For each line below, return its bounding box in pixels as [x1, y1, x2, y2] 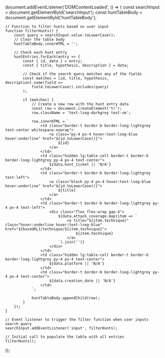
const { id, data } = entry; [23, 59, 83, 64]
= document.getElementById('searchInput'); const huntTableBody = [5, 9, 143, 15]
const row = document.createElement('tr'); [31, 106, 122, 111]
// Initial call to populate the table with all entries [5, 334, 125, 339]
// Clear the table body [14, 37, 65, 42]
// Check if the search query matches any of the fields [23, 71, 142, 76]
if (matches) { [23, 98, 54, 102]
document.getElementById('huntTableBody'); [5, 15, 97, 20]
